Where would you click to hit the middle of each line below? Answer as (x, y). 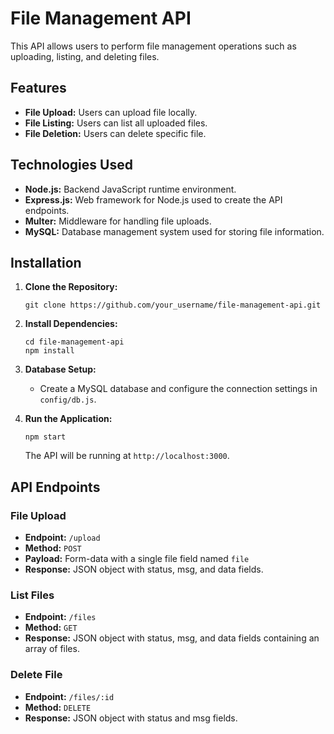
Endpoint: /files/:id (69, 696)
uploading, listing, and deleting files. (85, 56)
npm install (49, 351)
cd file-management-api (74, 342)
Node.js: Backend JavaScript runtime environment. (130, 189)
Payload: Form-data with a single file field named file (137, 559)
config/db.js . (68, 399)
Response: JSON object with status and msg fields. (131, 718)
